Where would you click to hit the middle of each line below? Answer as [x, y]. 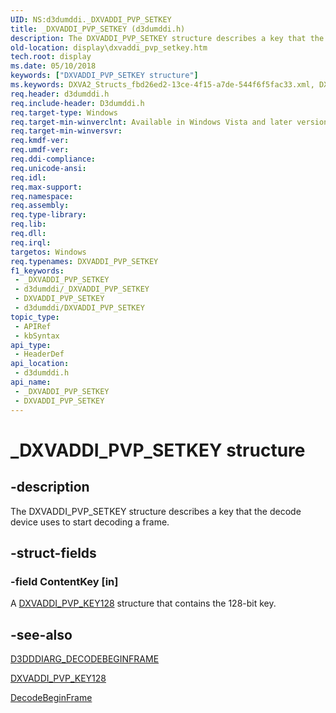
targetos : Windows [48, 252]
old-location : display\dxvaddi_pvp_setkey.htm [109, 47]
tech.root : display [51, 57]
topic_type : [35, 317]
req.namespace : [42, 196]
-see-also [41, 634]
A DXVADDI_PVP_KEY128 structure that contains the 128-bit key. [143, 603]
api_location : [40, 364]
